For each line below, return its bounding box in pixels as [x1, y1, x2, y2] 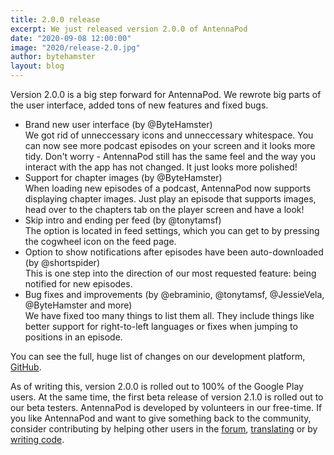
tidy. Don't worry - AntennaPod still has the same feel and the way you [24, 151, 316, 162]
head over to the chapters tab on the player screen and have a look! [24, 204, 305, 215]
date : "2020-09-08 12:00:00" [10, 33, 132, 43]
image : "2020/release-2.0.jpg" [10, 42, 141, 53]
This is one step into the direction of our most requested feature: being [24, 267, 317, 279]
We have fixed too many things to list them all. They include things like [24, 310, 315, 321]
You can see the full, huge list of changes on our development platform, [10, 351, 306, 362]
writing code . [10, 434, 65, 445]
